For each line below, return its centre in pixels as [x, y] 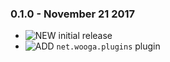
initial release [85, 36]
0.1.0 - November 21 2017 [73, 14]
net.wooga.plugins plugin [108, 46]
